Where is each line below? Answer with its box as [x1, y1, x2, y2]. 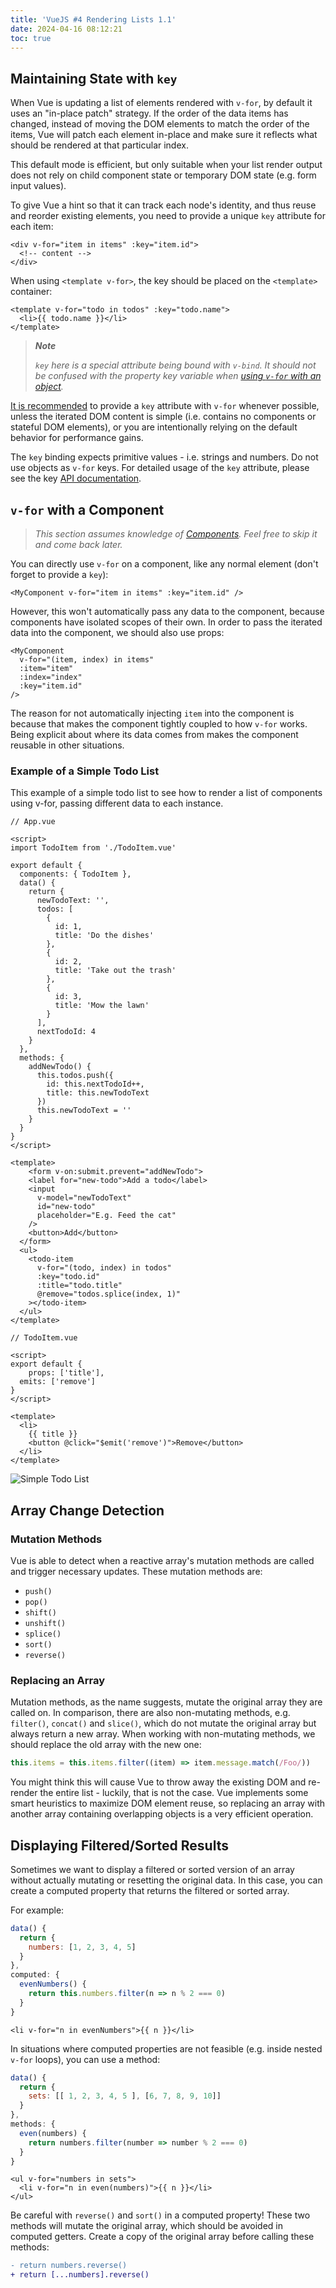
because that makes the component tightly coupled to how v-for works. [10, 718, 308, 730]
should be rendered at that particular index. [10, 139, 189, 151]
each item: [10, 221, 54, 233]
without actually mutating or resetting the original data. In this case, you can [10, 1874, 323, 1886]
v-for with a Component [10, 501, 165, 518]
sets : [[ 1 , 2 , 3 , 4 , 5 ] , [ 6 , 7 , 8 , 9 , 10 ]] [28, 2091, 222, 2101]
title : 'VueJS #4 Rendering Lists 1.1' [10, 14, 177, 25]
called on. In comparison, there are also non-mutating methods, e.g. [10, 1707, 291, 1719]
